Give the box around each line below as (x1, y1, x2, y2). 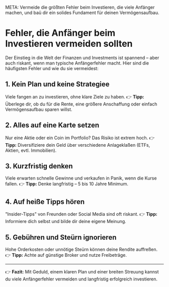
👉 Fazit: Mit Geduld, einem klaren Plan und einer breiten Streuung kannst (5, 269, 159, 274)
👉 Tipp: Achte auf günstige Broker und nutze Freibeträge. (5, 252, 127, 258)
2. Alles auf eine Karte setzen (5, 121, 100, 130)
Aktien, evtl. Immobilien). (5, 147, 57, 153)
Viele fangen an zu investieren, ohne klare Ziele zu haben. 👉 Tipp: (5, 93, 144, 100)
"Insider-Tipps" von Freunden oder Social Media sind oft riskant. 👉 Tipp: (5, 211, 157, 217)
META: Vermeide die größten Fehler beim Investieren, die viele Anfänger (5, 5, 155, 10)
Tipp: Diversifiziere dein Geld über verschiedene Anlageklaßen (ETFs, (5, 142, 150, 148)
